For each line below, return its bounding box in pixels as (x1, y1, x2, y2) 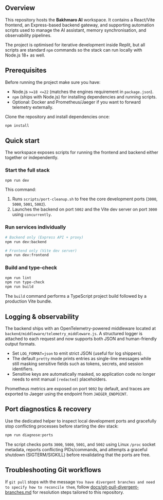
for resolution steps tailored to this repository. (32, 489, 124, 495)
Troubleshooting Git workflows (5, 466, 101, 474)
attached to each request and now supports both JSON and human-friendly (5, 336, 157, 342)
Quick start (5, 136, 40, 145)
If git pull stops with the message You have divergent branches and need (5, 479, 155, 484)
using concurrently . (12, 212, 52, 217)
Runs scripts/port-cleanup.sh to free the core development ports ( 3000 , (12, 196, 158, 202)
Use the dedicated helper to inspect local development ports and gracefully (5, 418, 157, 423)
